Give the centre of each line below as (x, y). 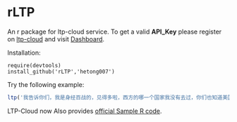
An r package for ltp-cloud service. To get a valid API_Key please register (115, 32)
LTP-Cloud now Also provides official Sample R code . (85, 111)
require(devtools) (34, 65)
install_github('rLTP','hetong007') (61, 72)
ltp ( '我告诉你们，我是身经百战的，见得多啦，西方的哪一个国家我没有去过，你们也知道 (115, 97)
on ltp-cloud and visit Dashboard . (56, 39)
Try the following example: (46, 84)
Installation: (24, 53)
